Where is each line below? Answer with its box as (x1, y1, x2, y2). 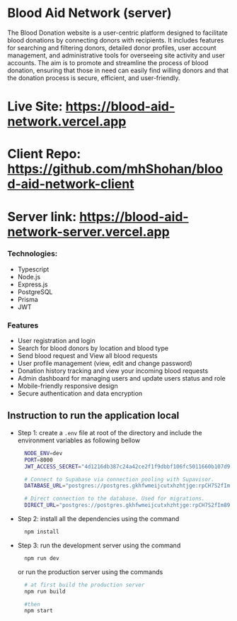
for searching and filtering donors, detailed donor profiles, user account (7, 43, 217, 52)
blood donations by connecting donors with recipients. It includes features (7, 35, 224, 44)
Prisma (17, 295, 39, 303)
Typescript (17, 264, 50, 274)
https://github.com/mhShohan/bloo (7, 161, 224, 177)
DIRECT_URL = (24, 502, 59, 509)
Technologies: (7, 249, 58, 259)
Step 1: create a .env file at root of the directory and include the (17, 428, 202, 437)
